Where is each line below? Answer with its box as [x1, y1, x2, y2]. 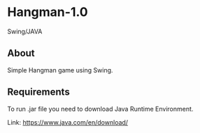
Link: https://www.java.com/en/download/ [7, 118, 128, 126]
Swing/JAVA [7, 27, 43, 36]
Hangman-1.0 [7, 4, 89, 20]
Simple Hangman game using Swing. [7, 65, 113, 74]
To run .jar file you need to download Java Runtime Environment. [7, 104, 194, 113]
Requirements [7, 86, 70, 98]
